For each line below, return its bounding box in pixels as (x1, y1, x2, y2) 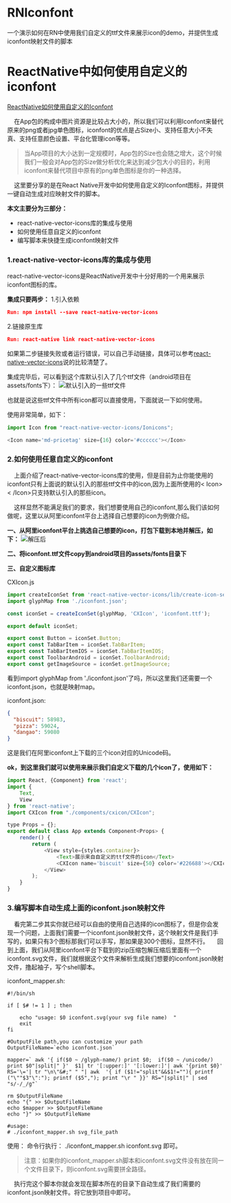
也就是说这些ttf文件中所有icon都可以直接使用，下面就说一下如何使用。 (7, 395, 206, 404)
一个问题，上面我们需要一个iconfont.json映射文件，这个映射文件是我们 (12, 929, 213, 937)
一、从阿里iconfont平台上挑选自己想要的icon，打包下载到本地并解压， (7, 526, 208, 535)
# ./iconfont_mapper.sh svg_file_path (7, 1129, 118, 1136)
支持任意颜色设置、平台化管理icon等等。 (19, 134, 134, 143)
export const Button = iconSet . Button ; (7, 635, 122, 642)
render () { (19, 834, 51, 841)
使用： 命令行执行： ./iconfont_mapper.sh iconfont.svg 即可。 (7, 1142, 181, 1150)
